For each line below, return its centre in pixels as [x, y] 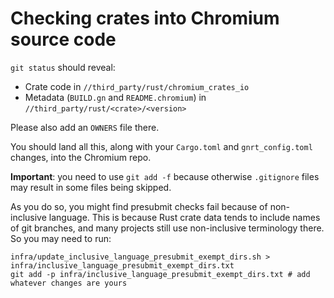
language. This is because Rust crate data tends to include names [184, 217]
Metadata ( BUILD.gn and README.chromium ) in [115, 97]
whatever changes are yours [69, 283]
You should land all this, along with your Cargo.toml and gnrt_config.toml [161, 146]
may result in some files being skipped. [91, 187]
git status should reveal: [63, 67]
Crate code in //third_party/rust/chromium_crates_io [137, 86]
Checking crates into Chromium [145, 18]
